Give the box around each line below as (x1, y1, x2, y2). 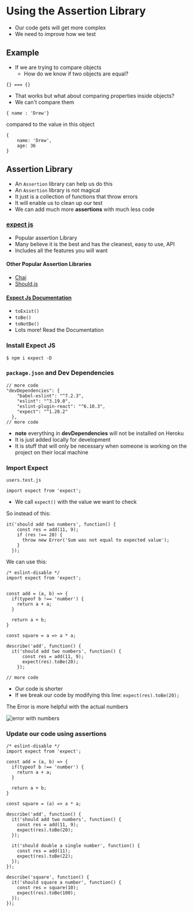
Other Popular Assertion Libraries (6, 261, 91, 268)
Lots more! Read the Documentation (14, 327, 104, 334)
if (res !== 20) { (17, 532, 63, 538)
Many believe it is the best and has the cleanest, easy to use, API (14, 240, 175, 247)
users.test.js (6, 478, 42, 484)
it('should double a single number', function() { (11, 843, 140, 849)
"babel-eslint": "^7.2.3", (17, 392, 84, 399)
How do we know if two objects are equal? (23, 70, 128, 77)
